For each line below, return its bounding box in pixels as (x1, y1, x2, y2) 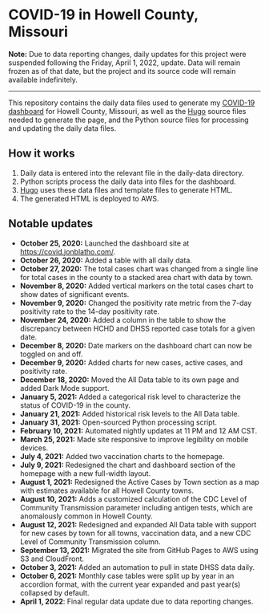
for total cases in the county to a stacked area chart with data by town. (19, 272, 254, 282)
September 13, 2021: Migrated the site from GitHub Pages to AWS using (19, 545, 259, 555)
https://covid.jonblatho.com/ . (19, 246, 116, 256)
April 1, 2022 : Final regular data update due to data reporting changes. (19, 596, 254, 606)
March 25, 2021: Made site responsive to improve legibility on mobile (19, 434, 249, 444)
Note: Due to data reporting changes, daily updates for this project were (8, 49, 247, 59)
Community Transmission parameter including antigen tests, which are (19, 502, 254, 512)
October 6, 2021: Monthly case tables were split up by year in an (19, 571, 235, 580)
